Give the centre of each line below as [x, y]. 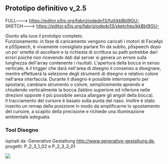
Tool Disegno [22, 130]
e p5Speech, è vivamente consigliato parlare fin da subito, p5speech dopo [83, 46]
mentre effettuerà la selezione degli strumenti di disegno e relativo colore [82, 74]
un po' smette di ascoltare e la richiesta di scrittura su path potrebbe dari [81, 52]
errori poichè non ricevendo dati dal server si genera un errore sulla [76, 57]
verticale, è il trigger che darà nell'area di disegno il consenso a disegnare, [83, 68]
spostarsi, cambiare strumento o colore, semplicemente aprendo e [75, 84]
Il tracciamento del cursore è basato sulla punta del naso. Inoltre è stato [80, 101]
